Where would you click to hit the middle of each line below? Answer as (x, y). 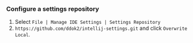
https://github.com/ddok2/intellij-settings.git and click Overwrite (101, 28)
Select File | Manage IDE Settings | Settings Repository (88, 22)
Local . (22, 35)
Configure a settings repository (53, 9)
